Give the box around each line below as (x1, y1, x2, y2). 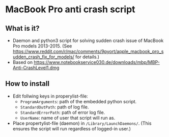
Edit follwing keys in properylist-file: (12, 93, 88, 99)
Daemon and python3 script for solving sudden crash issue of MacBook (12, 37, 164, 43)
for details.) (75, 54, 100, 60)
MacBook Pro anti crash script (5, 4, 136, 15)
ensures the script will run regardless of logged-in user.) (12, 125, 131, 131)
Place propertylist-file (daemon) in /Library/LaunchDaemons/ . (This (12, 120, 152, 126)
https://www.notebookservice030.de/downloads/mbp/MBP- (34, 59, 160, 65)
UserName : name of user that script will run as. (20, 115, 116, 121)
